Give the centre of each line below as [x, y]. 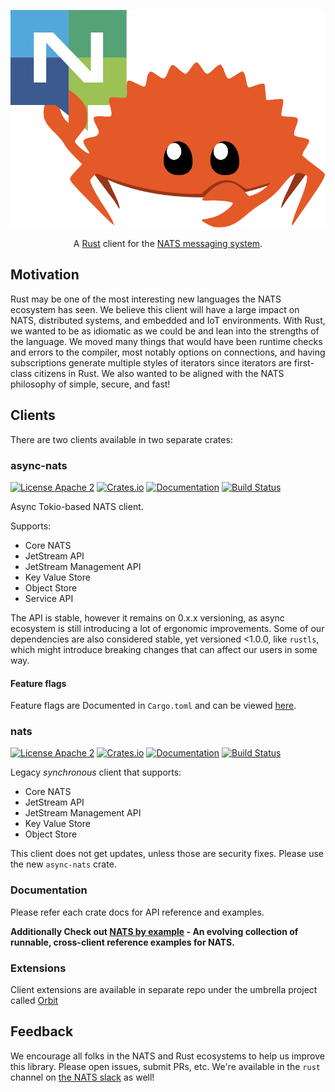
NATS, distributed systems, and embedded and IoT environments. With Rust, [168, 320]
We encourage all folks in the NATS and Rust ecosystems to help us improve [167, 1056]
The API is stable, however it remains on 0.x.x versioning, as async [147, 617]
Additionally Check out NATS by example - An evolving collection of [154, 931]
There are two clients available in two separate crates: [121, 439]
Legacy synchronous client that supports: [96, 772]
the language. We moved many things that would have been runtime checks [166, 341]
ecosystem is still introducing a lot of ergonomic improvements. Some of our [167, 628]
